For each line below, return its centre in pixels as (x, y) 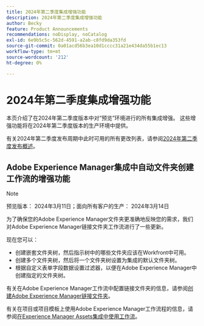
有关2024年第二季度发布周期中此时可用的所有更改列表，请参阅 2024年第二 (99, 139)
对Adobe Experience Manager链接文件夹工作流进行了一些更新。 (87, 227)
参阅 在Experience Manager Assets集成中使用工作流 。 (73, 316)
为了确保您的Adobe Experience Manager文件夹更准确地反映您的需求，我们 (100, 219)
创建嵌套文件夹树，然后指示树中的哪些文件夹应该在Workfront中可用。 (102, 252)
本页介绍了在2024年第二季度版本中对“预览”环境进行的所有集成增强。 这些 (99, 118)
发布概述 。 (25, 146)
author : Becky (24, 23)
